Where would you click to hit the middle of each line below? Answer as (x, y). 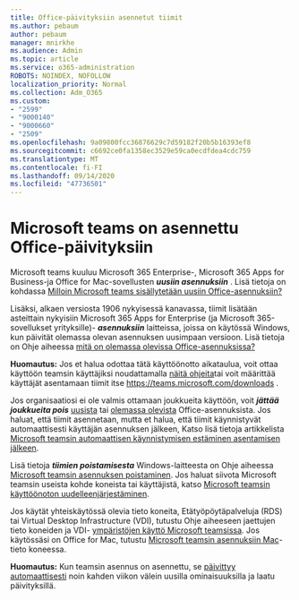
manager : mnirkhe (43, 43)
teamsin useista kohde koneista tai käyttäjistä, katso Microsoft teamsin (141, 484)
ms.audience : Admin (47, 51)
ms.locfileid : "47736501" (58, 184)
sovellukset (31, 328)
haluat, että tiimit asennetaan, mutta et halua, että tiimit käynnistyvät (136, 420)
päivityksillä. (33, 586)
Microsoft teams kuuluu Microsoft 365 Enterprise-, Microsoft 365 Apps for (147, 272)
